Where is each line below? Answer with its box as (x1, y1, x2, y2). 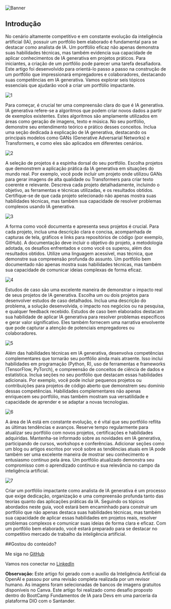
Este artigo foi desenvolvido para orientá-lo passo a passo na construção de (5, 66, 166, 72)
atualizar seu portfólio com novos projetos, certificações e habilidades (5, 429, 153, 436)
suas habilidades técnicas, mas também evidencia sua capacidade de (5, 49, 152, 56)
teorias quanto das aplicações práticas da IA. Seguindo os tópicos (5, 498, 144, 504)
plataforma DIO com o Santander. (5, 598, 76, 604)
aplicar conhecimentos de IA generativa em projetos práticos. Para (5, 55, 146, 61)
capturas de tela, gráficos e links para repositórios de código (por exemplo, (5, 234, 164, 240)
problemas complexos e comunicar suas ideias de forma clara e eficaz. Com (5, 520, 166, 526)
